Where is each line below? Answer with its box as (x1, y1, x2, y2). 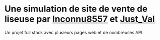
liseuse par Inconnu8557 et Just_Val (4, 13, 155, 25)
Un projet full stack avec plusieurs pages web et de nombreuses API (4, 29, 142, 35)
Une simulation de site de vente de (4, 3, 148, 14)
